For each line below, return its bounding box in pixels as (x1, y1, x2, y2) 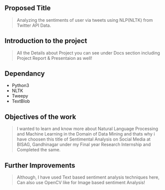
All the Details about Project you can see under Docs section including (16, 49, 160, 56)
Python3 (11, 83, 29, 89)
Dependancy (4, 69, 45, 78)
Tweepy (11, 93, 28, 99)
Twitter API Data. (16, 22, 51, 28)
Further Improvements (4, 161, 76, 170)
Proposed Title (4, 4, 51, 12)
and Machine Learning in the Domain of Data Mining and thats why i (16, 131, 155, 137)
